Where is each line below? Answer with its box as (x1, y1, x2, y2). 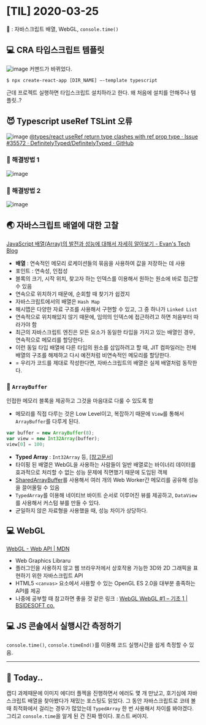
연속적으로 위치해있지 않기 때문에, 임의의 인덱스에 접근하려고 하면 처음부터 (15, 313, 193, 320)
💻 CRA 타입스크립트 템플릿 (6, 45, 105, 56)
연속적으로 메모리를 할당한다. (15, 336, 85, 344)
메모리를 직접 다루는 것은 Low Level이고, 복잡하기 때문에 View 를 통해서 (15, 410, 185, 418)
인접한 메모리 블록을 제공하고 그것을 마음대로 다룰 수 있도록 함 (6, 397, 154, 405)
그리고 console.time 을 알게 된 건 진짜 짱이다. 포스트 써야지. (6, 712, 149, 720)
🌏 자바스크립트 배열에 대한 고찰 (6, 220, 119, 230)
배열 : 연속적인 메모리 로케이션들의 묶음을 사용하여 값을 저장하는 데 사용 (15, 259, 186, 267)
